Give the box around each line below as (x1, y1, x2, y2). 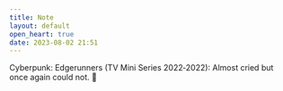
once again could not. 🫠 (9, 72, 97, 83)
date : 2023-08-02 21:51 (9, 37, 99, 47)
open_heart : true (9, 29, 75, 38)
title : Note (9, 12, 54, 22)
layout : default (9, 21, 70, 30)
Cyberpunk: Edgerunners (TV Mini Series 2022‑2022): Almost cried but (9, 62, 274, 73)
